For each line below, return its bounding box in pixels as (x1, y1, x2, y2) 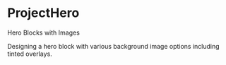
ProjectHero (7, 5, 80, 21)
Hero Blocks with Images (7, 28, 80, 37)
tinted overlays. (7, 49, 53, 58)
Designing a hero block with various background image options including (7, 42, 220, 50)
